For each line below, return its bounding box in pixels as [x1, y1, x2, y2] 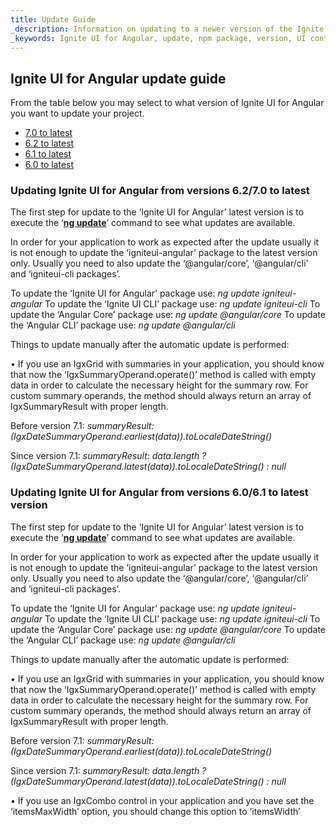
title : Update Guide [10, 14, 97, 25]
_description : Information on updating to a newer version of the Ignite [10, 24, 325, 34]
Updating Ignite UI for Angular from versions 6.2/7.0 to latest [10, 184, 310, 198]
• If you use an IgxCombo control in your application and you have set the [10, 794, 315, 806]
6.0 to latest [24, 159, 75, 171]
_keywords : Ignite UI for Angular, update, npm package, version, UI [10, 33, 307, 43]
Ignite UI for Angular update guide [10, 70, 227, 87]
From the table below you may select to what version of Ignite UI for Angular [10, 97, 325, 109]
